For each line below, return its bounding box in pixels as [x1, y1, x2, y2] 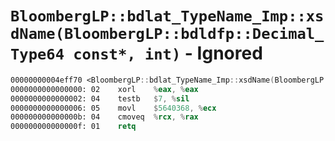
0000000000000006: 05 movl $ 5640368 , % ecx [10, 103, 217, 113]
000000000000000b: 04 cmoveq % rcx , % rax [10, 112, 199, 122]
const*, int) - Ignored [73, 42, 263, 65]
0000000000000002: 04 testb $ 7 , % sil [10, 93, 190, 104]
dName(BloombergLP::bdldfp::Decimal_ [10, 25, 325, 44]
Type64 [10, 45, 65, 64]
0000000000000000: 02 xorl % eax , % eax [10, 84, 199, 94]
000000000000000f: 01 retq [10, 122, 137, 132]
